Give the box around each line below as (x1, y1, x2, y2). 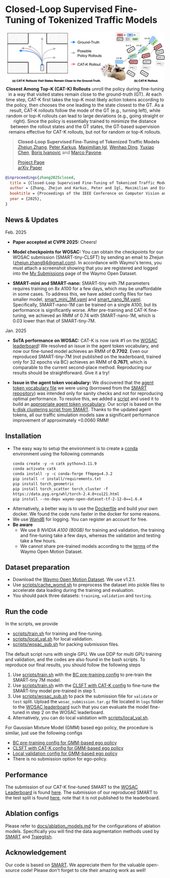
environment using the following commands (12, 451, 104, 457)
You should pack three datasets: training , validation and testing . (12, 592, 152, 598)
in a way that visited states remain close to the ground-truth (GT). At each (8, 91, 162, 97)
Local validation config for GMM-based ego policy (12, 750, 118, 756)
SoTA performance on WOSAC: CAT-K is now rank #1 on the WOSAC (12, 337, 158, 343)
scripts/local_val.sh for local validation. (12, 636, 94, 642)
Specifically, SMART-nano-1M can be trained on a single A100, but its (12, 301, 157, 307)
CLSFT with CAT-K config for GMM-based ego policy (12, 745, 124, 751)
